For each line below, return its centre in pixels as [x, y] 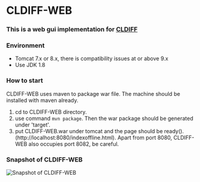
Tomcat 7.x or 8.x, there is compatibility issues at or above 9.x [92, 58]
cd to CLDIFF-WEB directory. [51, 111]
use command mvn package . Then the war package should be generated [104, 118]
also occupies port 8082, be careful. [74, 144]
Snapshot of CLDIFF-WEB [45, 159]
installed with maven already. [42, 100]
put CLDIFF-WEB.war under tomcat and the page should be [89, 131]
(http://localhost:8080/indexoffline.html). [65, 137]
